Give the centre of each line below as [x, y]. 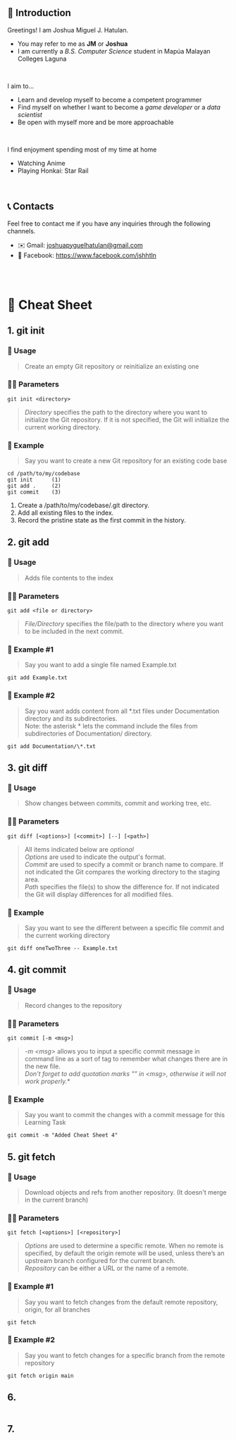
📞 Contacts [31, 206]
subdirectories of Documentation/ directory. [88, 733]
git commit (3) [34, 492]
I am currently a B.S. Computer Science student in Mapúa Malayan [114, 51]
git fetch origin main [41, 1376]
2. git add [28, 543]
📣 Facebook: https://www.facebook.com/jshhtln [87, 255]
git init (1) [34, 480]
